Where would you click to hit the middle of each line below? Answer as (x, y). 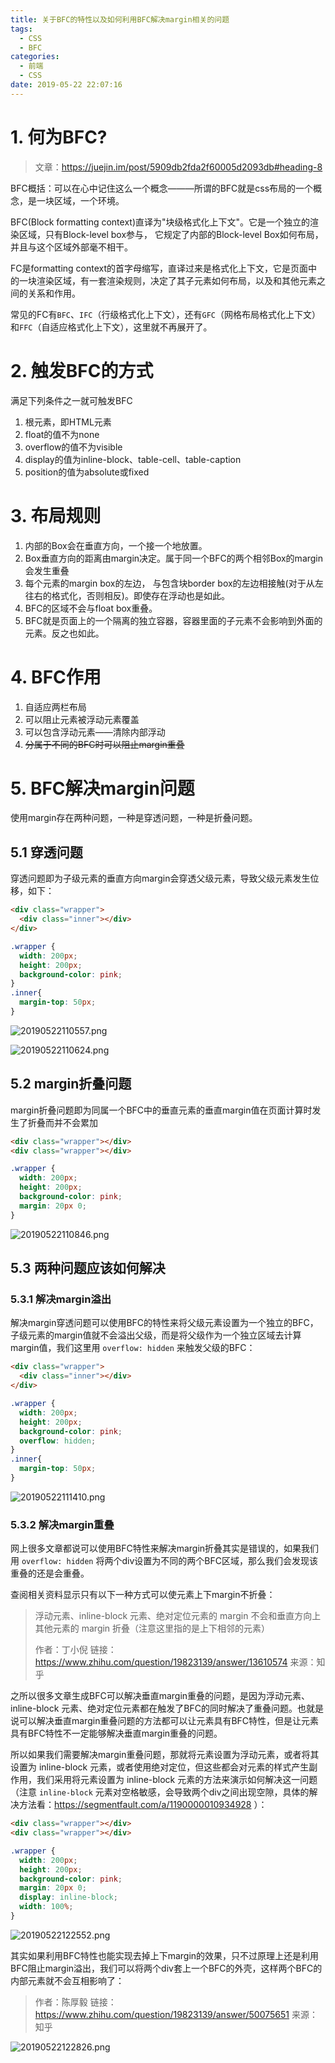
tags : (21, 29)
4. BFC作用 (56, 677)
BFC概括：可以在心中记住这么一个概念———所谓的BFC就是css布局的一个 (162, 188)
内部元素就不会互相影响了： (67, 1980)
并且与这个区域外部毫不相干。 (71, 247)
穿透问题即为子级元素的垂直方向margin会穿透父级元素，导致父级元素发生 (160, 878)
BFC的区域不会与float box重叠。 (91, 608)
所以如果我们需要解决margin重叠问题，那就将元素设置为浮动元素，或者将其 (165, 1755)
